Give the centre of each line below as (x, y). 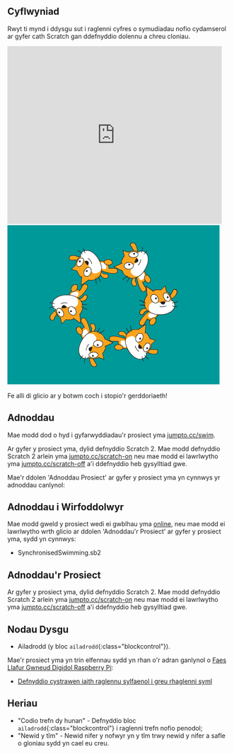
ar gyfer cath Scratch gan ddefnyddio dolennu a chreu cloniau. (99, 36)
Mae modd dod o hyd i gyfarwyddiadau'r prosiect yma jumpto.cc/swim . (111, 435)
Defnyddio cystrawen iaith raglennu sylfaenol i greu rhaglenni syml (115, 681)
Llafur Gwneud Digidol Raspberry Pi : (60, 668)
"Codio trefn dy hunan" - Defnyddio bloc (77, 720)
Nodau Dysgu (38, 629)
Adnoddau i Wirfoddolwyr (66, 507)
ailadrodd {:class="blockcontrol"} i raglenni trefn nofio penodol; (110, 728)
